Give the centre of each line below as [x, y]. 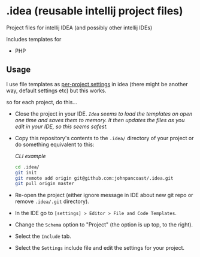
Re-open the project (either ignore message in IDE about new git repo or [104, 195]
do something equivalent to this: [54, 144]
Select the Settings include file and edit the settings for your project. [99, 248]
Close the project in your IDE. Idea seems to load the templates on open [104, 114]
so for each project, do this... [42, 102]
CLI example [30, 156]
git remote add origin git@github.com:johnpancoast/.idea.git [94, 178]
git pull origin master [45, 184]
